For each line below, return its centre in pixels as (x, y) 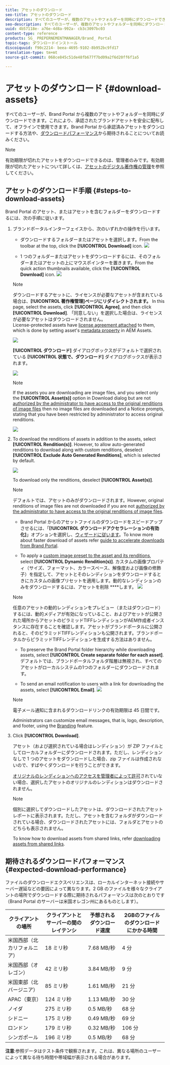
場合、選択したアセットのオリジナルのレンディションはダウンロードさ (90, 782)
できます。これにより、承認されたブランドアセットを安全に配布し (96, 120)
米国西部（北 (23, 940)
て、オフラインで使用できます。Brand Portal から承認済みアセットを (76, 127)
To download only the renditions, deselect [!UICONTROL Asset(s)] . (83, 480)
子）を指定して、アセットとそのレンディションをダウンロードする (88, 574)
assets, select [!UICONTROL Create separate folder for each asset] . (92, 655)
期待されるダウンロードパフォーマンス (65, 861)
